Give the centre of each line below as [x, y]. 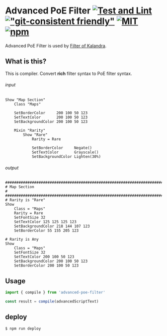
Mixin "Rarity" [30, 130]
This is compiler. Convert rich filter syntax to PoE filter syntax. [69, 73]
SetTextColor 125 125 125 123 [45, 222]
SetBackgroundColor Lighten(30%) [66, 157]
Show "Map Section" [25, 100]
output [12, 168]
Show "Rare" [36, 135]
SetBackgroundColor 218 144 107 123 [52, 226]
